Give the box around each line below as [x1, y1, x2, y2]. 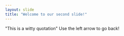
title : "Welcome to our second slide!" [5, 12, 87, 17]
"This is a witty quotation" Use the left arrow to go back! [5, 25, 120, 31]
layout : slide [5, 7, 35, 12]
